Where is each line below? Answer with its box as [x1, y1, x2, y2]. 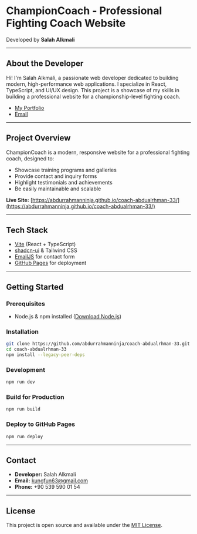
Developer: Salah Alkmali [14, 471, 76, 478]
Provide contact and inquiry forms [14, 172, 97, 180]
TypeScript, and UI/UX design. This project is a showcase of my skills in [6, 86, 180, 93]
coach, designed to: [6, 155, 55, 162]
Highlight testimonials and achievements [14, 179, 113, 186]
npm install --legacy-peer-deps [6, 352, 85, 358]
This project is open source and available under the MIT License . [6, 522, 163, 529]
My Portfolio [14, 104, 45, 111]
